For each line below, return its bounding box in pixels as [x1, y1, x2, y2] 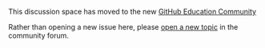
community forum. [8, 31, 70, 40]
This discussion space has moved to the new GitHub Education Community [8, 7, 257, 16]
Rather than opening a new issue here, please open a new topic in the [8, 22, 239, 31]
